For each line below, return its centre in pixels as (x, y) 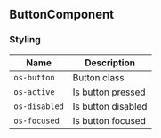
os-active (34, 92)
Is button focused (109, 120)
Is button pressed (109, 92)
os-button (34, 77)
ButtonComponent (61, 15)
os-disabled (39, 106)
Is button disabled (110, 106)
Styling (25, 40)
